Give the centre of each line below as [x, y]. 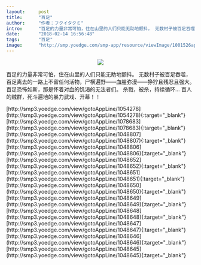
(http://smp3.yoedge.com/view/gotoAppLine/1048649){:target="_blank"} [96, 204]
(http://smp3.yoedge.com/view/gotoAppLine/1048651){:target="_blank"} [96, 179]
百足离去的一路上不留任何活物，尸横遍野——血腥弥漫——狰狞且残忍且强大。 [100, 82]
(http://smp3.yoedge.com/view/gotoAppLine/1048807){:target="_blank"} [96, 140]
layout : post [28, 12]
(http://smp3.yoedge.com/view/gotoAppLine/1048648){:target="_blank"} [96, 217]
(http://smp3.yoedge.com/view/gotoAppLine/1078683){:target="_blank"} [96, 128]
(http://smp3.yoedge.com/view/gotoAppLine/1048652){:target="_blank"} [96, 166]
